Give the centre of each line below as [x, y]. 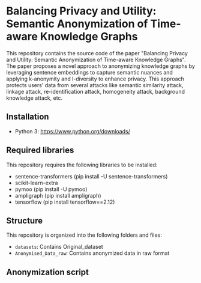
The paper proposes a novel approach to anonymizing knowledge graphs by [100, 66]
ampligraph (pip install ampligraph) [58, 195]
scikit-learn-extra [36, 183]
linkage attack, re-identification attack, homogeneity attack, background [95, 91]
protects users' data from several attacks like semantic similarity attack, [95, 85]
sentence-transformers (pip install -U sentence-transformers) [91, 176]
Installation [28, 117]
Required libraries [40, 151]
